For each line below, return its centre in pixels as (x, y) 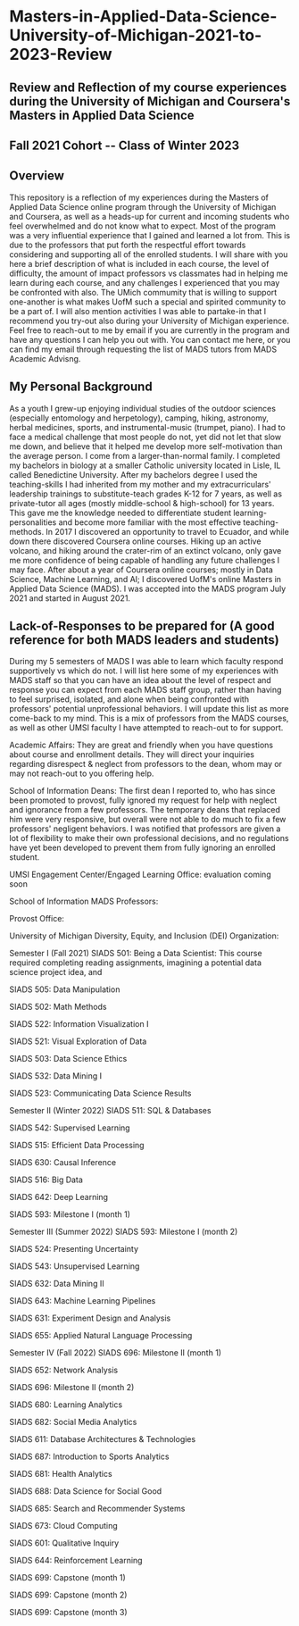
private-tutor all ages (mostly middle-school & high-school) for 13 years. (142, 503)
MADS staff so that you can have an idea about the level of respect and (141, 680)
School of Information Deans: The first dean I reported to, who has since (142, 791)
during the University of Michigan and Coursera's (150, 101)
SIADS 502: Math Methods (58, 1007)
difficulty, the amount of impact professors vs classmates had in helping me (149, 273)
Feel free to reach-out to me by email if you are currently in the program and (149, 330)
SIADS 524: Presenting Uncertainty (74, 1249)
